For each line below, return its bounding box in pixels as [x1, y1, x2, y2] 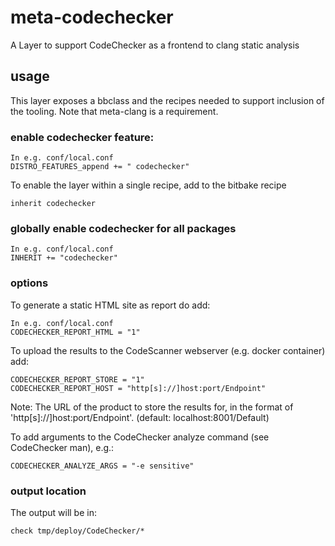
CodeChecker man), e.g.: [10, 441, 115, 453]
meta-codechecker [10, 6, 174, 29]
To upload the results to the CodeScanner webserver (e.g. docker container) [10, 344, 326, 356]
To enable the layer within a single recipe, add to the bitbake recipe [10, 179, 287, 191]
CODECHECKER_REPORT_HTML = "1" [10, 327, 141, 337]
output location [10, 484, 87, 498]
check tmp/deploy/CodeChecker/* [10, 526, 145, 536]
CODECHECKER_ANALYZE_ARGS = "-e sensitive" [10, 461, 195, 471]
